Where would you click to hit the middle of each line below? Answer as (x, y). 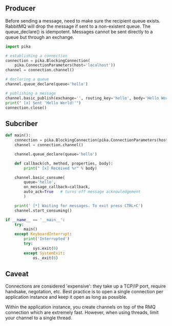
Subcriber (22, 123)
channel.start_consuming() (43, 210)
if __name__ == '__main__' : (35, 220)
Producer (20, 8)
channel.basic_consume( (40, 177)
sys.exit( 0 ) (45, 248)
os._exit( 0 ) (45, 258)
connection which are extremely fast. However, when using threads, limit (82, 313)
